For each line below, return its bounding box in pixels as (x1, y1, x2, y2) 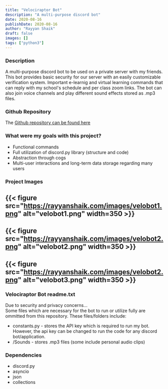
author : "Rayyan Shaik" (5, 26, 56, 31)
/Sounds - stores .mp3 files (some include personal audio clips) (12, 339, 145, 345)
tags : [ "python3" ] (5, 41, 44, 46)
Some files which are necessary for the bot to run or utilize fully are (5, 307, 146, 314)
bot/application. (12, 334, 46, 340)
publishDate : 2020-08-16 (5, 21, 58, 27)
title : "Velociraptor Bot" (5, 7, 62, 13)
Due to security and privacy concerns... (5, 302, 88, 308)
